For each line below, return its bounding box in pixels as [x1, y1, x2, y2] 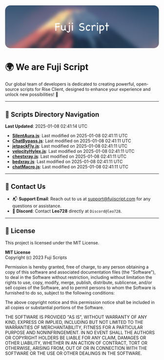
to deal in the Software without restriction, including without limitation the [5, 274, 152, 280]
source [5, 86, 20, 92]
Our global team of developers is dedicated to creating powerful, [5, 81, 135, 87]
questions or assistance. [12, 203, 62, 209]
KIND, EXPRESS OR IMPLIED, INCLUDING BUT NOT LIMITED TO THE [5, 319, 143, 325]
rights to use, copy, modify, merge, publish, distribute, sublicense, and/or [5, 279, 152, 285]
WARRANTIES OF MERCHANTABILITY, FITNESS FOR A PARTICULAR [5, 324, 143, 330]
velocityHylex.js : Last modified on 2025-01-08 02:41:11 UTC [12, 148, 135, 154]
